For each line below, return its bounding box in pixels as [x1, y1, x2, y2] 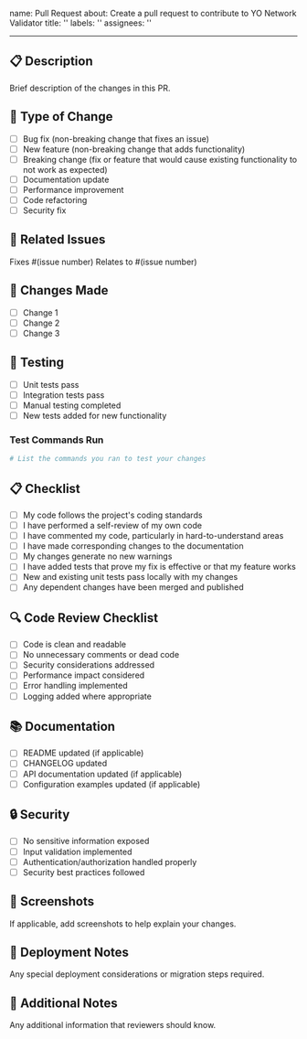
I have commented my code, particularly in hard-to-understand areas [22, 530, 284, 541]
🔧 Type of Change [9, 109, 113, 124]
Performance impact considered [22, 669, 145, 680]
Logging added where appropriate [22, 691, 153, 702]
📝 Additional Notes [9, 995, 118, 1011]
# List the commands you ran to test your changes [9, 455, 206, 464]
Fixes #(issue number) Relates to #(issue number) [9, 256, 198, 267]
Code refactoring [22, 194, 88, 205]
